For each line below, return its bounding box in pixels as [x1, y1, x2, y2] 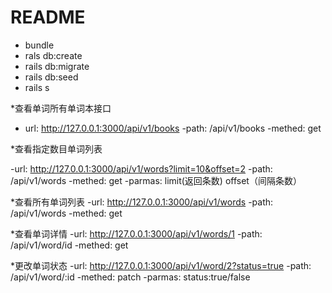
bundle [24, 39, 55, 51]
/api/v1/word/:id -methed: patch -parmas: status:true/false [10, 271, 251, 283]
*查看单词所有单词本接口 [10, 102, 112, 114]
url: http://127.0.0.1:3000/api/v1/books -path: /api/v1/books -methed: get [24, 122, 322, 134]
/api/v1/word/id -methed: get [10, 239, 129, 251]
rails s [24, 81, 50, 93]
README [10, 6, 86, 29]
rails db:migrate [24, 60, 90, 72]
